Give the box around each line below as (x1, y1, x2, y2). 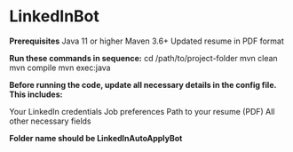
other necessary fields (9, 116, 91, 126)
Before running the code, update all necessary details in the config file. (9, 79, 277, 90)
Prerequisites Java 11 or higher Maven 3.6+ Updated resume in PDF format (9, 36, 284, 46)
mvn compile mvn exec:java (9, 62, 111, 73)
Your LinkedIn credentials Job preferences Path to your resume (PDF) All (9, 106, 275, 116)
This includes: (9, 89, 63, 100)
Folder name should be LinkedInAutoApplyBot (9, 132, 183, 143)
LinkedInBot (9, 6, 100, 27)
